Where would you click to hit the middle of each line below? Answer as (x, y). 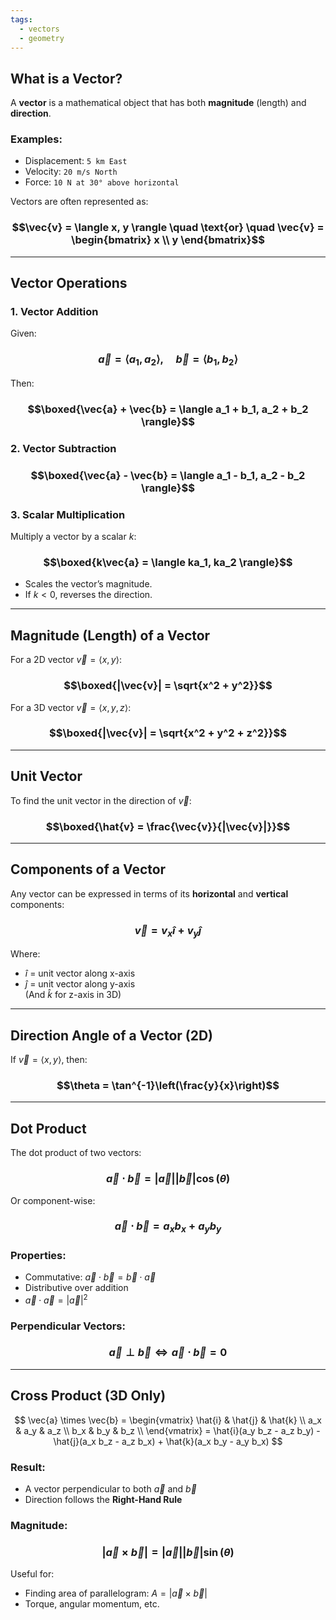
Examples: (36, 139)
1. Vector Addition (54, 312)
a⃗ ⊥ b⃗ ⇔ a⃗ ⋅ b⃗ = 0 (168, 1353)
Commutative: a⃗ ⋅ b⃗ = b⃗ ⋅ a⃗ (90, 1277)
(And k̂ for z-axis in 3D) (73, 995)
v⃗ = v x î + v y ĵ (168, 931)
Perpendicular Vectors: (68, 1326)
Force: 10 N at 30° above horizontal (102, 182)
